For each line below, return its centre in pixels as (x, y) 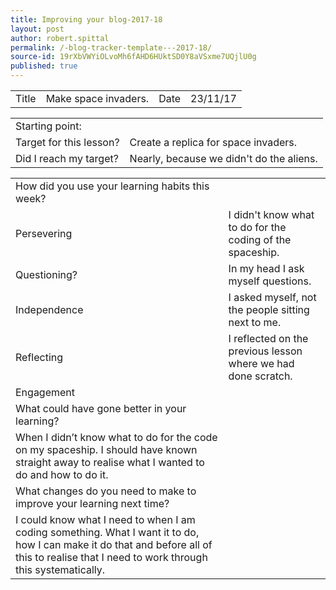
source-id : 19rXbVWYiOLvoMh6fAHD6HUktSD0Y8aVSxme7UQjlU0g (133, 57)
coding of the (260, 239)
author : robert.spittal (60, 38)
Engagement (45, 392)
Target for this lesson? (67, 142)
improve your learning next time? (92, 503)
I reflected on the (268, 338)
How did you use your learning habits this (112, 186)
